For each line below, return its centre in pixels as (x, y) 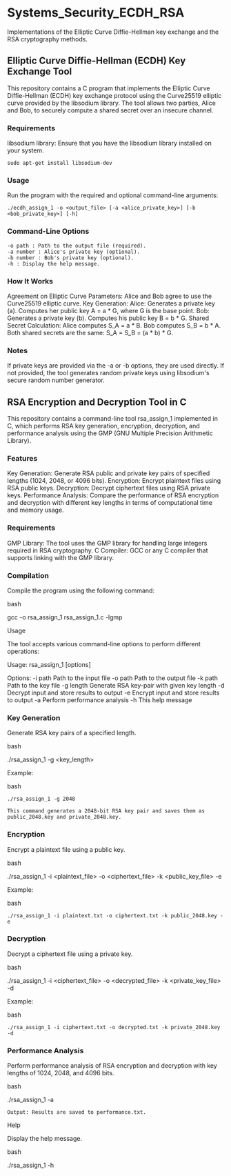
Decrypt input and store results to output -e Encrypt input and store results (113, 692)
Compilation (28, 575)
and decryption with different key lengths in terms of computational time (110, 503)
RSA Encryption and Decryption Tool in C (97, 402)
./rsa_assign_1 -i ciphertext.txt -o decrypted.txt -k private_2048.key (114, 1027)
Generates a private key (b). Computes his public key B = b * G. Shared (108, 318)
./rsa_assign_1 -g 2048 (41, 799)
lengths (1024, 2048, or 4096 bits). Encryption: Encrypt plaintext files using (114, 481)
